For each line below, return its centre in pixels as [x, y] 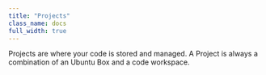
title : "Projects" [39, 16]
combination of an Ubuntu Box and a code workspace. [99, 62]
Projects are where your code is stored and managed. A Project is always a [133, 54]
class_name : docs [38, 23]
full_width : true [38, 31]
